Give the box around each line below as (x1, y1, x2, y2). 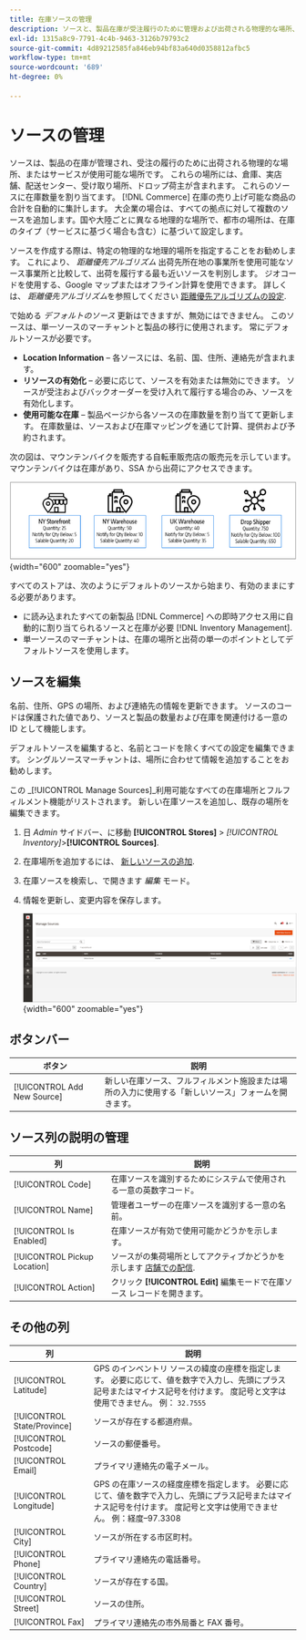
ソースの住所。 (93, 1598, 150, 1609)
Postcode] (13, 1442, 53, 1453)
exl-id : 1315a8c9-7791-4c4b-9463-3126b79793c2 (9, 34, 189, 43)
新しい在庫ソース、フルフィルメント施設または (104, 1076, 280, 1087)
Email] (13, 1465, 37, 1476)
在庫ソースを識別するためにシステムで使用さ (110, 1173, 279, 1184)
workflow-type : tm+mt (9, 53, 92, 63)
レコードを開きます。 (128, 1288, 208, 1299)
